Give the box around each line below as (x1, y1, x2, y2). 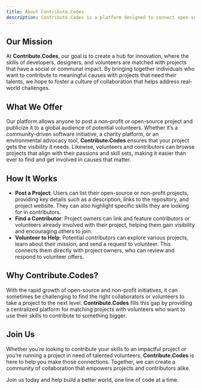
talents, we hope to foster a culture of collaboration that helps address (6, 78, 179, 85)
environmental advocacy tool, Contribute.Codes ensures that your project (6, 137, 190, 144)
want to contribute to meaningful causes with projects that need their (6, 71, 176, 79)
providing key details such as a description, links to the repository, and (14, 196, 189, 203)
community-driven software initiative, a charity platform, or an (6, 130, 159, 138)
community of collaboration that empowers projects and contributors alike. (6, 364, 190, 372)
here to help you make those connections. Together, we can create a (6, 358, 175, 365)
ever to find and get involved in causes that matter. (6, 156, 132, 163)
